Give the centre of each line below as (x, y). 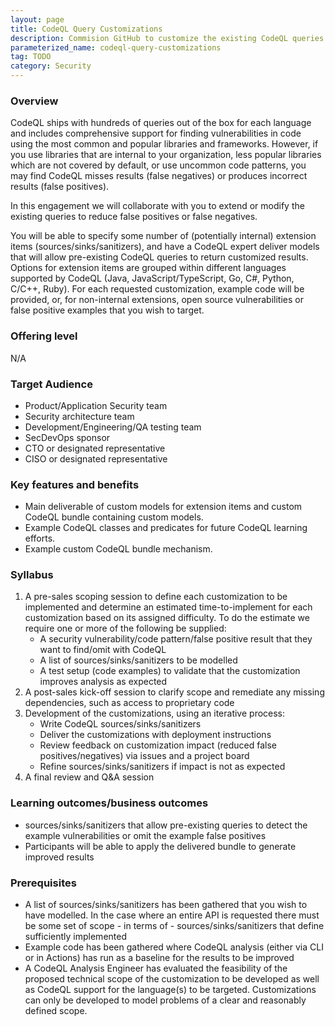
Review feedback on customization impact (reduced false (158, 745)
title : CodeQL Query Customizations (86, 29)
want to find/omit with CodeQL (103, 650)
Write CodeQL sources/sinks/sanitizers (120, 724)
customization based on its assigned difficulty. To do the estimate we (167, 618)
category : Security (51, 66)
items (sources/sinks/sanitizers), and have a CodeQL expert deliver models (165, 247)
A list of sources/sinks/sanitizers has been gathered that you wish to (166, 905)
